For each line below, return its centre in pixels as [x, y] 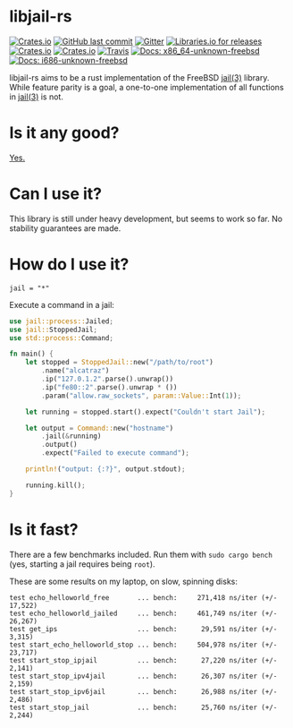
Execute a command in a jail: [62, 304]
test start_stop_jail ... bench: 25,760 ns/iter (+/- [143, 707]
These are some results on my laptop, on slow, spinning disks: [124, 581]
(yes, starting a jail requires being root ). [82, 564]
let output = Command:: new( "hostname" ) [100, 428]
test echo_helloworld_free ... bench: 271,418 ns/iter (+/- [143, 597]
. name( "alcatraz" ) [75, 371]
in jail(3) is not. [37, 97]
